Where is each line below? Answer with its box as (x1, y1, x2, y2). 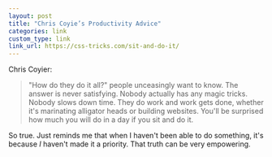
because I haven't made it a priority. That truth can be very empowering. (8, 139, 251, 149)
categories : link (8, 27, 67, 35)
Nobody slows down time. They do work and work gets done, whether (28, 98, 264, 107)
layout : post (8, 11, 53, 20)
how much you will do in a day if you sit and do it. (28, 115, 194, 124)
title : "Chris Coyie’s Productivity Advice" (8, 20, 162, 28)
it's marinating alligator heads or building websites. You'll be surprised (28, 107, 264, 116)
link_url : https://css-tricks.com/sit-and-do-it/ (8, 42, 180, 50)
